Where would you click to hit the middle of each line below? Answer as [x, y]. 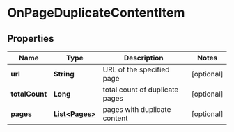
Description [144, 58]
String [64, 74]
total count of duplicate [141, 90]
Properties [31, 39]
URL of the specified [136, 69]
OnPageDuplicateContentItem [96, 13]
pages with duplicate [137, 109]
